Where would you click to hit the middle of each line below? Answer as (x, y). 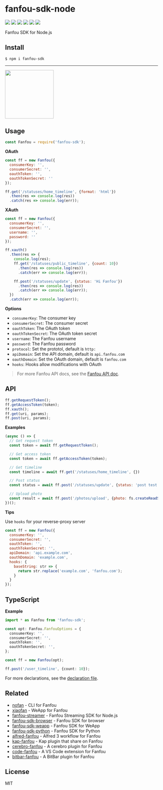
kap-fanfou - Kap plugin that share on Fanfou (57, 741)
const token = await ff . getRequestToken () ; (54, 445)
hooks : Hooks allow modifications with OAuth (57, 364)
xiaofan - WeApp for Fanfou (40, 710)
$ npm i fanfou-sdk (25, 59)
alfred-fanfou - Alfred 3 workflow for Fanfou (56, 736)
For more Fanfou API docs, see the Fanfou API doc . (68, 374)
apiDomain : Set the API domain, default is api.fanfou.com (68, 354)
